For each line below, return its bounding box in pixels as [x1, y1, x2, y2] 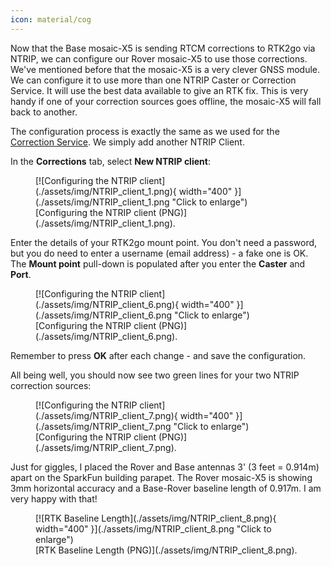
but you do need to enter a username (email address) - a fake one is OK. [10, 247, 309, 259]
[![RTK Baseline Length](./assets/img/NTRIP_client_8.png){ [35, 512, 277, 524]
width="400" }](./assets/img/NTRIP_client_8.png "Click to [35, 522, 272, 535]
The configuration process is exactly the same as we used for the [10, 125, 280, 137]
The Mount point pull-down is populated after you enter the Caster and [10, 257, 306, 270]
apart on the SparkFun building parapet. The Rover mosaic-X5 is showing [10, 471, 313, 483]
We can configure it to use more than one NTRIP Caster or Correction [10, 74, 297, 86]
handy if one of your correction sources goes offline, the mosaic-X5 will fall [10, 95, 322, 107]
